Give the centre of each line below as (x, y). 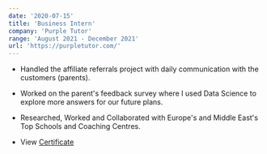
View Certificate (47, 142)
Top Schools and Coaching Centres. (80, 126)
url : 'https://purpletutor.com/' (65, 46)
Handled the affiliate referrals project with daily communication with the (139, 69)
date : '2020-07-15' (41, 16)
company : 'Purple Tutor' (50, 31)
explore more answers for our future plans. (91, 102)
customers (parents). (55, 78)
